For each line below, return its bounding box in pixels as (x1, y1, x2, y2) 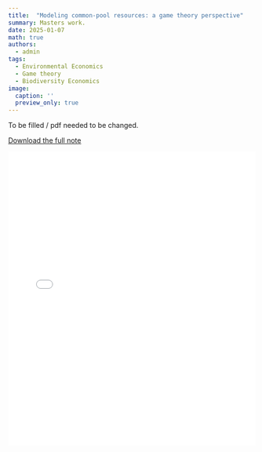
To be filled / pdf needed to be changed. (8, 121, 139, 130)
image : (8, 84, 30, 93)
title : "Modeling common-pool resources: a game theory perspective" (8, 11, 244, 20)
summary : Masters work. (8, 19, 86, 27)
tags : (8, 56, 26, 64)
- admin (15, 48, 41, 56)
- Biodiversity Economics (15, 77, 100, 85)
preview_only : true (15, 99, 79, 107)
